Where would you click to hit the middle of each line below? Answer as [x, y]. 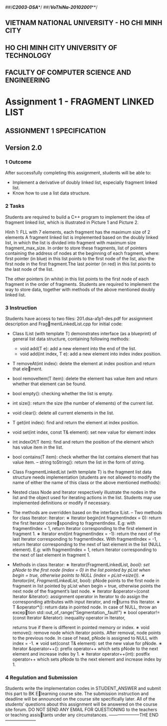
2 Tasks [15, 206]
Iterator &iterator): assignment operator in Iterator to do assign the [80, 597]
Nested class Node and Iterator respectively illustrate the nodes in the [84, 492]
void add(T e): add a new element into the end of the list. [78, 349]
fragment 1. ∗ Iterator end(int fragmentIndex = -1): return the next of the [86, 534]
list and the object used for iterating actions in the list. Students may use [86, 498]
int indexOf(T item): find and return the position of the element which [83, 442]
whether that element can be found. [49, 384]
